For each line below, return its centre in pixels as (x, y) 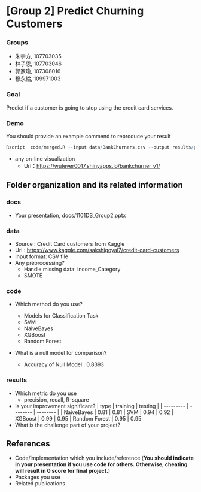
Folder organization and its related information (95, 185)
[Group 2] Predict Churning (75, 11)
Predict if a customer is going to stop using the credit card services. (90, 108)
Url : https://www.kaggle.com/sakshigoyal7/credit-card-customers (97, 250)
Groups (17, 43)
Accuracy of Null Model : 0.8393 (64, 364)
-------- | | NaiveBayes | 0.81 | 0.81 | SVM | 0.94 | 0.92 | (105, 412)
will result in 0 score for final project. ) (63, 471)
